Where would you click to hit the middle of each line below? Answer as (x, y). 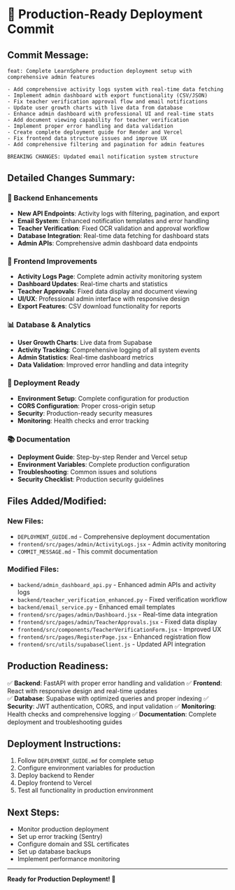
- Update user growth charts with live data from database (95, 108)
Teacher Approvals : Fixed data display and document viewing (107, 291)
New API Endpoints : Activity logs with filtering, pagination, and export (119, 213)
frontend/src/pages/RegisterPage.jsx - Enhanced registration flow (114, 637)
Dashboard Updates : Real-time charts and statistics (92, 283)
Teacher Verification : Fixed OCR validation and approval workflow (113, 228)
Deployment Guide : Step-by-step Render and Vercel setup (102, 457)
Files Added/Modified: (57, 501)
